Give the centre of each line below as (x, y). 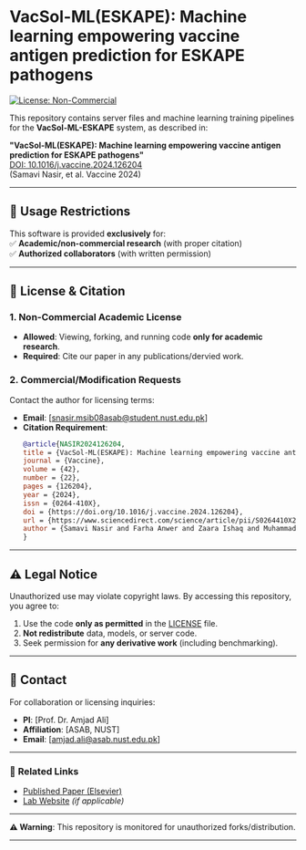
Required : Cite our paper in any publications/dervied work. (133, 357)
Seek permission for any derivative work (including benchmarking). (150, 643)
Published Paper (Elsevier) (72, 792)
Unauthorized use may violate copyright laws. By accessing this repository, (150, 596)
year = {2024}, (51, 494)
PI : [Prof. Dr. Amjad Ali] (66, 720)
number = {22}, (51, 478)
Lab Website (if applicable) (73, 801)
